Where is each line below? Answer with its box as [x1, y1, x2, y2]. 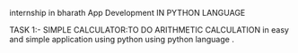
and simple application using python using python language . [9, 34, 235, 44]
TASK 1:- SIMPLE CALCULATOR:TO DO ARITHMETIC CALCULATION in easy [9, 25, 290, 34]
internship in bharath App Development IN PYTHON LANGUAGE [9, 8, 246, 18]
